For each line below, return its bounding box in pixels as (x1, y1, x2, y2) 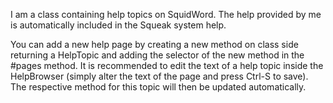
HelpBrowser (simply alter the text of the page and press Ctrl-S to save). (10, 70, 309, 82)
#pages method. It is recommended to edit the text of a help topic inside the (10, 60, 324, 71)
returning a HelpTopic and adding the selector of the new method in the (10, 49, 305, 61)
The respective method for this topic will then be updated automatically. (10, 81, 307, 93)
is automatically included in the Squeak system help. (10, 19, 227, 31)
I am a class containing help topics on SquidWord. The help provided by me (10, 9, 322, 20)
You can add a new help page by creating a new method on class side (10, 39, 299, 50)
